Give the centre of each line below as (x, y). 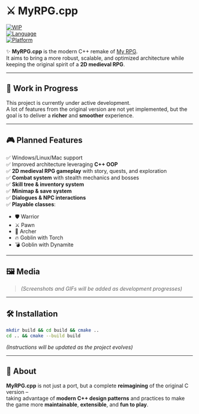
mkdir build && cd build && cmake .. (53, 330)
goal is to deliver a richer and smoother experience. (70, 115)
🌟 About (21, 371)
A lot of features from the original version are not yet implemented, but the (97, 109)
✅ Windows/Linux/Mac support (44, 158)
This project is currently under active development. (68, 102)
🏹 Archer (25, 231)
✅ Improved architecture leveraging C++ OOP (62, 164)
